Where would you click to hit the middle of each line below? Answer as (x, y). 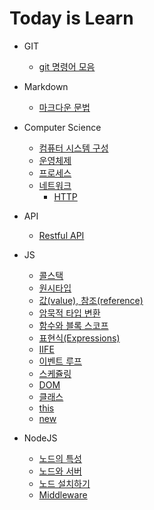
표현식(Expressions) (79, 338)
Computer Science (62, 127)
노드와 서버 (60, 471)
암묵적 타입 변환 (69, 313)
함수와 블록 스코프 (73, 325)
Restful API (61, 235)
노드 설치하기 (64, 483)
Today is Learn (71, 18)
